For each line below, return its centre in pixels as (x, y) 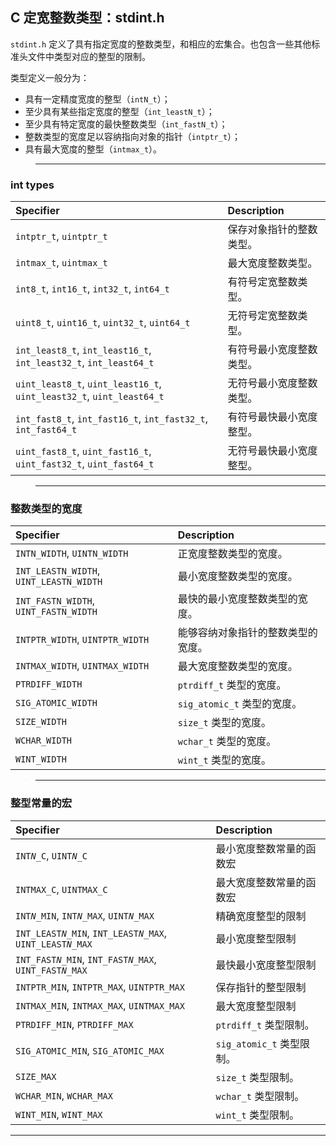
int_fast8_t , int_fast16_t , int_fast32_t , (111, 419)
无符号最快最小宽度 (272, 451)
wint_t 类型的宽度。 (224, 760)
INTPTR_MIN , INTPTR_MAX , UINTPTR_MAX (100, 986)
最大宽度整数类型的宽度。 (237, 666)
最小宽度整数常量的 (261, 848)
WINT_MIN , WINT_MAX (59, 1114)
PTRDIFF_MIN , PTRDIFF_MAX (74, 1024)
